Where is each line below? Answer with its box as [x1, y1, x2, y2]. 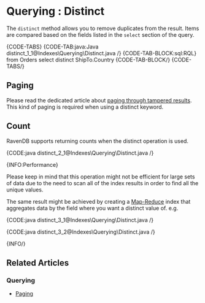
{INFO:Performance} [6, 161, 58, 168]
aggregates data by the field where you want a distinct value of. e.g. [6, 204, 179, 212]
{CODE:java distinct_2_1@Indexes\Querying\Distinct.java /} [6, 149, 154, 156]
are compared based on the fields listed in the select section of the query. [6, 31, 195, 38]
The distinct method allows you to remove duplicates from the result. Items [6, 25, 199, 32]
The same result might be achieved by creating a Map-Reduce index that [6, 198, 191, 205]
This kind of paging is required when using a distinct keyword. [6, 103, 164, 110]
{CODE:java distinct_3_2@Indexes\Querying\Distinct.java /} [6, 228, 155, 236]
